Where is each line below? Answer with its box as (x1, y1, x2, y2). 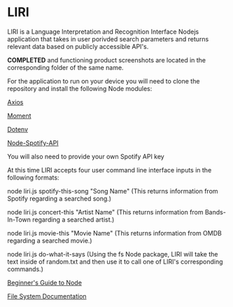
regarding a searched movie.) (7, 236, 92, 245)
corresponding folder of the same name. (7, 63, 124, 71)
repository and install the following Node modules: (7, 84, 153, 93)
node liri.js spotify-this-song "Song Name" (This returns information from (7, 186, 218, 195)
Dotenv (7, 125, 29, 133)
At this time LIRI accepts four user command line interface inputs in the (7, 165, 212, 174)
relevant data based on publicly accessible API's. (7, 42, 149, 50)
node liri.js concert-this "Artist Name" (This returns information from (7, 207, 204, 216)
